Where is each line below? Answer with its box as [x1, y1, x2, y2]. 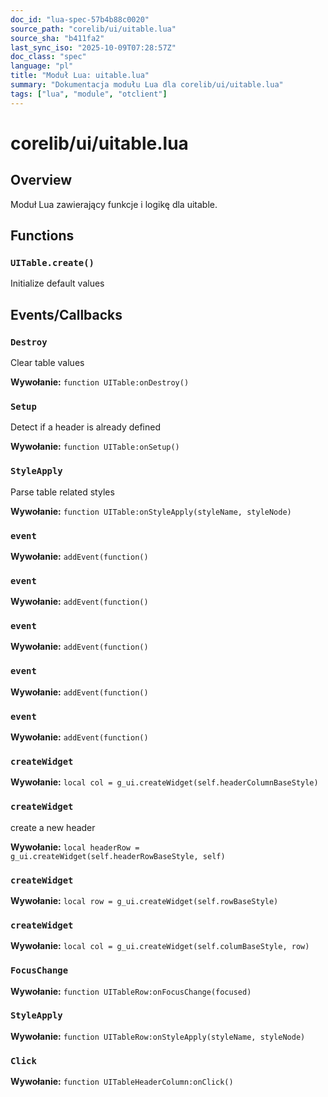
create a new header [10, 821, 96, 833]
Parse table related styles [10, 486, 115, 498]
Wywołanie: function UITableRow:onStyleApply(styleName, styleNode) [10, 1030, 306, 1042]
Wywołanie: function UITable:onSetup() [10, 441, 180, 453]
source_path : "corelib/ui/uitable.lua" [10, 24, 177, 34]
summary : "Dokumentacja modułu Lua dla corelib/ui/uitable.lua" [10, 80, 284, 90]
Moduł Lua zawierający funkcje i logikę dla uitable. [10, 198, 218, 210]
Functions [10, 227, 75, 245]
